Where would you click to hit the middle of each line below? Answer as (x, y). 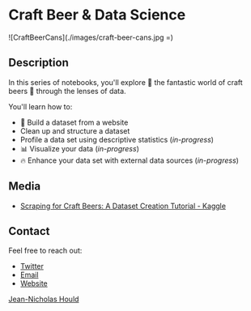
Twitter (32, 266)
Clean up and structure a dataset (75, 130)
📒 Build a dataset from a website (74, 122)
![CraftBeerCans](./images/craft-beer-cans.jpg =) (91, 37)
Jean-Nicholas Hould (44, 299)
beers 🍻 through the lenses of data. (68, 91)
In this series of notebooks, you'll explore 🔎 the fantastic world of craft (125, 82)
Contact (29, 231)
